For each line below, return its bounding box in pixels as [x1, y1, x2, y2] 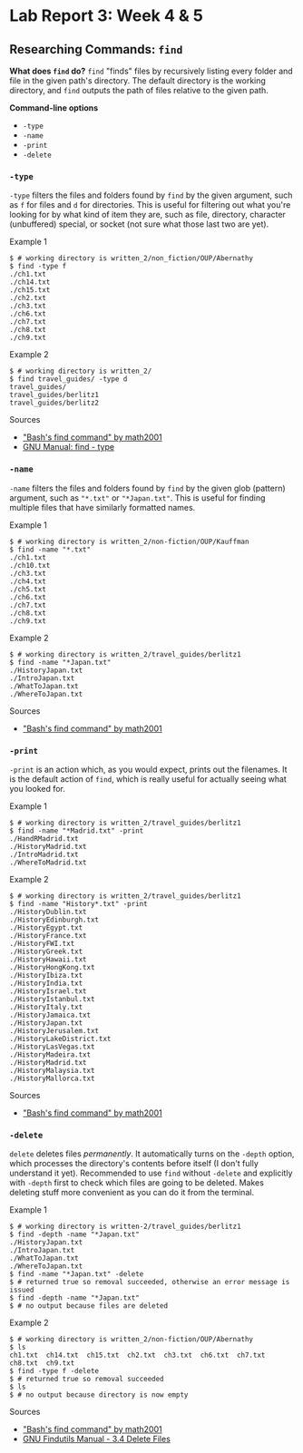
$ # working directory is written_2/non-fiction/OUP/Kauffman [9, 537, 249, 546]
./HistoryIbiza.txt [9, 970, 83, 980]
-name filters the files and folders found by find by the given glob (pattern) [9, 483, 286, 493]
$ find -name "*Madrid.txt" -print [9, 826, 144, 835]
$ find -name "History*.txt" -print [9, 899, 148, 908]
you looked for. [9, 783, 66, 794]
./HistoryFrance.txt [9, 931, 88, 940]
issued [9, 1285, 34, 1295]
